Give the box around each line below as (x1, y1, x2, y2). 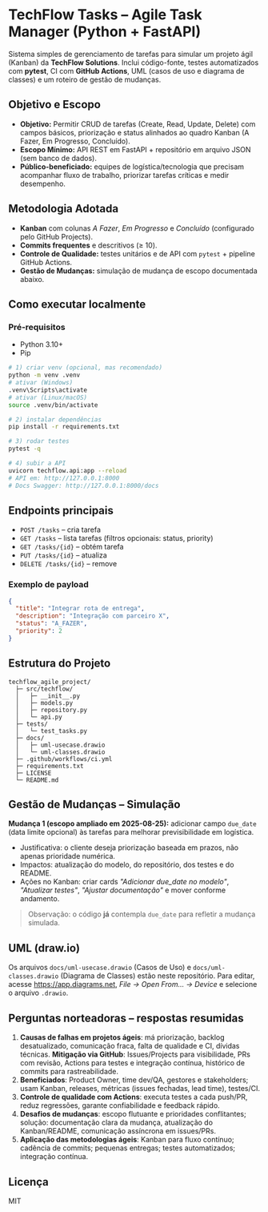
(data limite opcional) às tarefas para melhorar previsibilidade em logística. (8, 827, 254, 837)
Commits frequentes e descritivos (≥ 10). (19, 240, 158, 250)
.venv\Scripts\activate (8, 386, 88, 394)
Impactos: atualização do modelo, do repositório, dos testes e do (19, 860, 234, 870)
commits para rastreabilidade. (19, 1067, 118, 1077)
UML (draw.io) (8, 941, 80, 955)
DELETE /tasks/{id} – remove (19, 559, 118, 569)
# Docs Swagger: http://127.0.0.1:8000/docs (8, 481, 159, 489)
